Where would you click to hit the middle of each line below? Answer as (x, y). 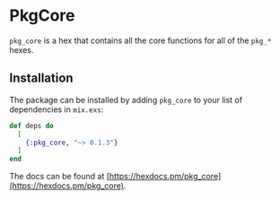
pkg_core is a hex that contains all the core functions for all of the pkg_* (140, 40)
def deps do (31, 126)
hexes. (22, 49)
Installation (41, 78)
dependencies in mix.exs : (57, 109)
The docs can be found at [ (60, 177)
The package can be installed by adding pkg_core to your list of (126, 100)
